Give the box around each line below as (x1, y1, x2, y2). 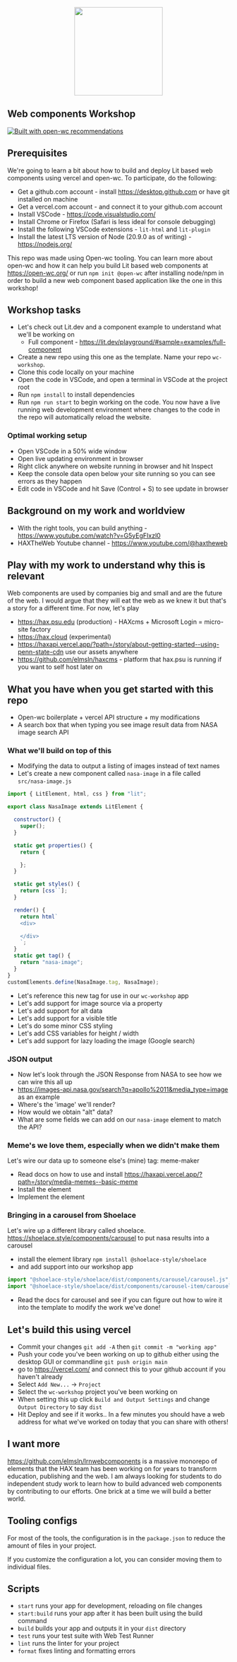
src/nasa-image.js (17, 778, 72, 785)
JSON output (7, 1054, 53, 1064)
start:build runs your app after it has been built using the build (17, 1609, 203, 1617)
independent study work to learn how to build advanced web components (7, 1479, 222, 1488)
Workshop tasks (7, 304, 81, 316)
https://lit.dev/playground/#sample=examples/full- (79, 338, 226, 347)
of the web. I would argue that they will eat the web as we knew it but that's (7, 596, 227, 605)
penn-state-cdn (17, 648, 64, 656)
